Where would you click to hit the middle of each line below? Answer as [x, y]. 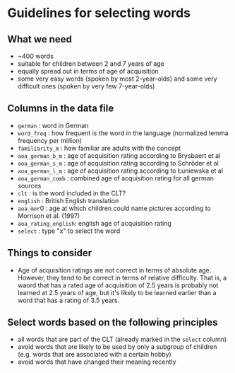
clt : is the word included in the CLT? [72, 193]
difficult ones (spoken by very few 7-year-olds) [86, 86]
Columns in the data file [61, 109]
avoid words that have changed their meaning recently [97, 362]
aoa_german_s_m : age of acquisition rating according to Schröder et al [118, 163]
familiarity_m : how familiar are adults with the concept [99, 148]
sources [29, 185]
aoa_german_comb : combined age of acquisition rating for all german [115, 178]
